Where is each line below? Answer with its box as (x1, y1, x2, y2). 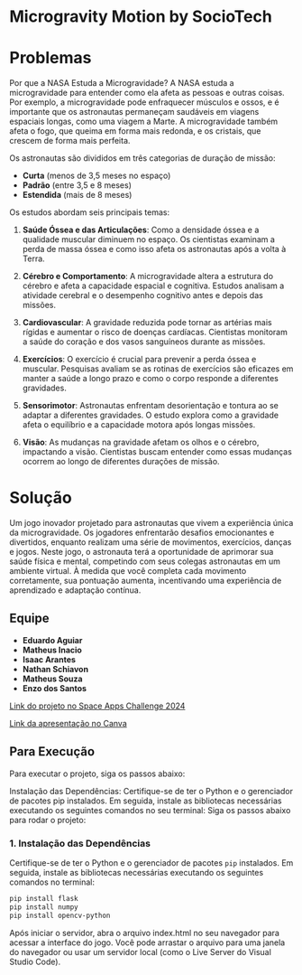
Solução (9, 488, 72, 508)
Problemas (9, 48, 92, 69)
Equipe (9, 611, 50, 626)
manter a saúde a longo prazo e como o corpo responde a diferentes (22, 373, 279, 384)
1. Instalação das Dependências (9, 837, 151, 849)
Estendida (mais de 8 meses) (22, 190, 133, 201)
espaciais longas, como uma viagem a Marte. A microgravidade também (9, 116, 279, 127)
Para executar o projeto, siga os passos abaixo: (9, 768, 186, 779)
